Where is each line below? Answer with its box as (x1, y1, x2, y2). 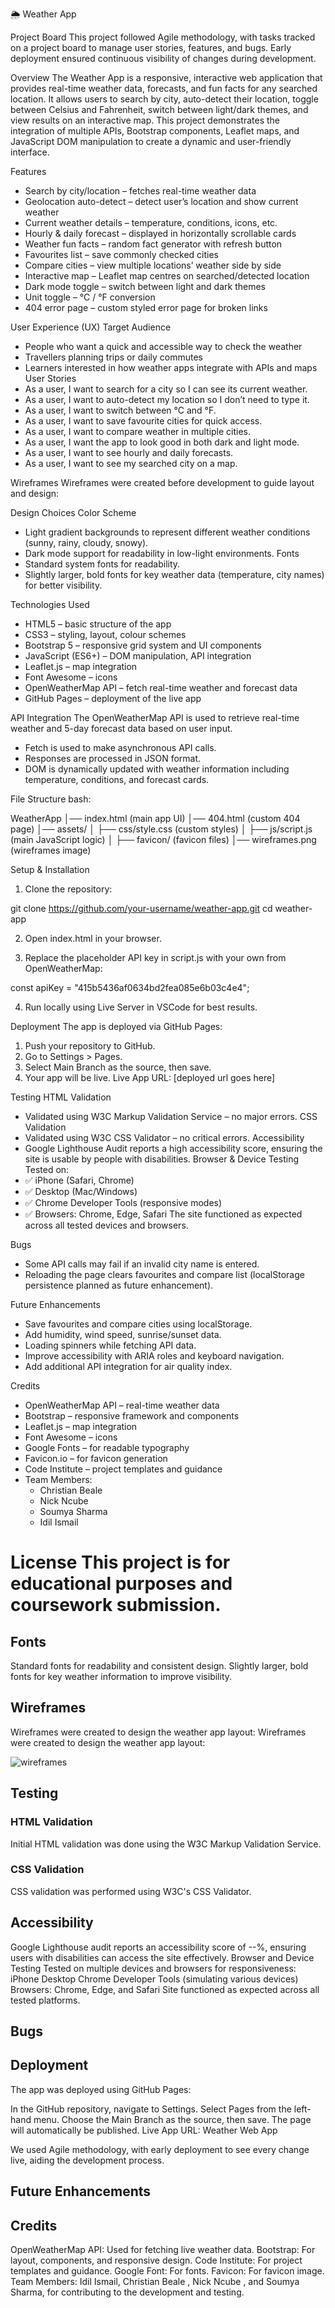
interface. (10, 146, 50, 158)
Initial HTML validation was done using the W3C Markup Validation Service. (10, 1838, 322, 1850)
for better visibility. (24, 579, 103, 591)
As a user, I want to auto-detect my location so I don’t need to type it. (24, 394, 310, 405)
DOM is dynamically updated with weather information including (24, 763, 290, 775)
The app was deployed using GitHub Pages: (10, 2083, 192, 2095)
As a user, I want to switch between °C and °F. (24, 404, 217, 416)
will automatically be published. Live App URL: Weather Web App (10, 2124, 278, 2136)
